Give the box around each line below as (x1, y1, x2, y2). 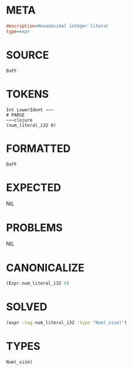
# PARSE (6, 112, 25, 118)
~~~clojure (6, 117, 33, 123)
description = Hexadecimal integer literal (6, 23, 109, 29)
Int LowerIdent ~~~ (6, 107, 54, 112)
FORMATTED (6, 142, 71, 155)
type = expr (6, 28, 31, 34)
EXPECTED (6, 181, 62, 194)
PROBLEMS (6, 221, 63, 234)
